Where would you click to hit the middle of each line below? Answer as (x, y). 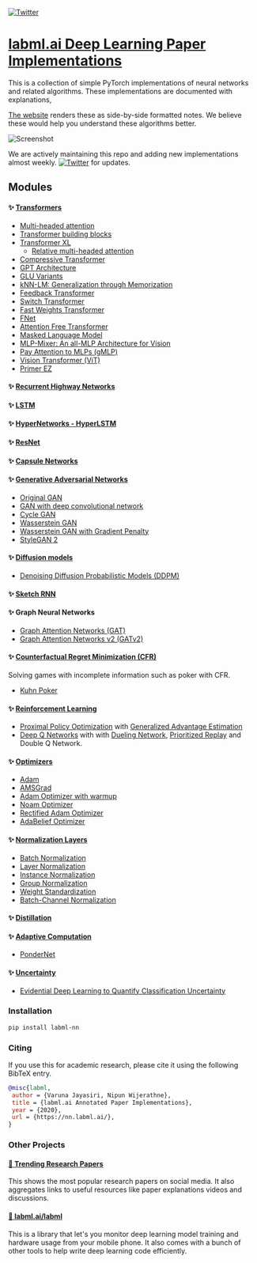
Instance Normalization (57, 875)
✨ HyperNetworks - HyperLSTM (62, 424)
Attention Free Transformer (64, 326)
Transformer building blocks (66, 234)
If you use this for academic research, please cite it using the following (123, 1064)
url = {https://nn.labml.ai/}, (63, 1117)
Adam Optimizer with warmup (68, 796)
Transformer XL (45, 242)
